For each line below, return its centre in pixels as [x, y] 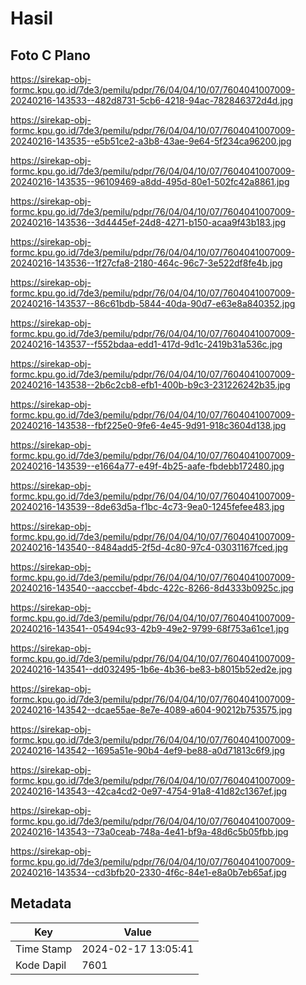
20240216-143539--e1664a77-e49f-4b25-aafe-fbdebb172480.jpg [147, 466]
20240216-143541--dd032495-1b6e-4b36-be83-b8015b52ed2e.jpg [151, 669]
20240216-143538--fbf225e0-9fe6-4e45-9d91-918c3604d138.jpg [148, 425]
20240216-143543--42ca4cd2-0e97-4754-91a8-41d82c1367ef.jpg [149, 791]
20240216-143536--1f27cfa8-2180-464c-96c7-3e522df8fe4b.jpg [146, 263]
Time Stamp [44, 949]
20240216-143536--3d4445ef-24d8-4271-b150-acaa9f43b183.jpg [148, 222]
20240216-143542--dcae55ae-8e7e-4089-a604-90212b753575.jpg [151, 710]
